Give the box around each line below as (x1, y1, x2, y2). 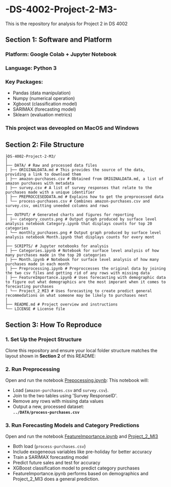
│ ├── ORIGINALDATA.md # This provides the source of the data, (5, 168, 145, 173)
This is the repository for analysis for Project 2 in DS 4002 (5, 21, 128, 27)
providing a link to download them (5, 172, 81, 177)
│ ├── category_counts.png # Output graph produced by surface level (5, 217, 157, 222)
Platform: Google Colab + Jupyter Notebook (5, 51, 117, 58)
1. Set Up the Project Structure (5, 336, 82, 343)
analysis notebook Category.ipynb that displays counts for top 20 (5, 221, 153, 227)
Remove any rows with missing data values (12, 398, 104, 404)
